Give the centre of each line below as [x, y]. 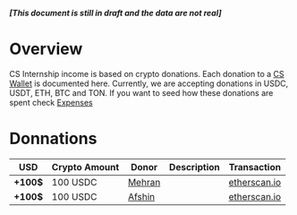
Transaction [255, 167]
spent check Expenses [51, 102]
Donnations [53, 139]
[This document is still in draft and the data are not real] [115, 13]
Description [195, 167]
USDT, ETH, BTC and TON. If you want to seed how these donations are [141, 92]
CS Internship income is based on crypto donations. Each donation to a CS [147, 73]
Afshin [141, 196]
